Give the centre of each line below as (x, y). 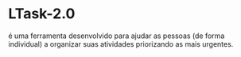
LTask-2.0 (42, 14)
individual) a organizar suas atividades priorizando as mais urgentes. (121, 44)
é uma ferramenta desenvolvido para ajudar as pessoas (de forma (117, 36)
